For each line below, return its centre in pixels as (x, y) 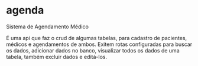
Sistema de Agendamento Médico (47, 27)
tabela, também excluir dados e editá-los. (57, 57)
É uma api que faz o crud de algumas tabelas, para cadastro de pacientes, (97, 38)
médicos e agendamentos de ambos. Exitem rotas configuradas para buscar (99, 44)
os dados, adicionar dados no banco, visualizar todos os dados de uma (93, 50)
